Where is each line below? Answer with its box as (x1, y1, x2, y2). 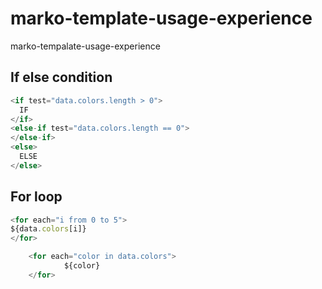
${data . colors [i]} (10, 224, 87, 234)
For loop (10, 188, 63, 206)
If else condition (10, 69, 113, 86)
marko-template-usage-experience (10, 7, 313, 30)
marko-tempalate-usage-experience (10, 40, 161, 52)
